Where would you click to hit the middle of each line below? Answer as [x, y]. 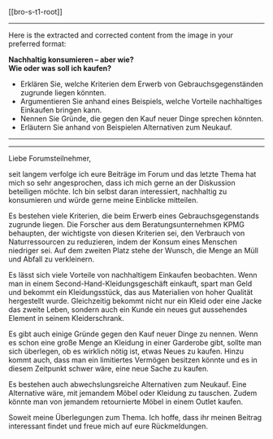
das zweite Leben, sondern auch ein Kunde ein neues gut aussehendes [128, 309]
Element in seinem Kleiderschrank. [66, 318]
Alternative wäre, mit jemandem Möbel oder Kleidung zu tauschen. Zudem [133, 393]
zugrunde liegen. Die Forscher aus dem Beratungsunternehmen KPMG [127, 224]
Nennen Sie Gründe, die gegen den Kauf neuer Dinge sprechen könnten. [142, 119]
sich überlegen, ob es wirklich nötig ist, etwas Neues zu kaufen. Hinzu [126, 351]
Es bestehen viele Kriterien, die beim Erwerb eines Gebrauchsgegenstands [134, 216]
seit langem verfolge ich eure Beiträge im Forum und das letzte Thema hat [132, 174]
